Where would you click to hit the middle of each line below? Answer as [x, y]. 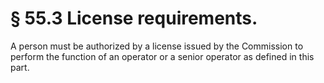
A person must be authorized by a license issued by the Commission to [157, 46]
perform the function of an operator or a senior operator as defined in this [162, 56]
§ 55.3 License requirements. [134, 18]
